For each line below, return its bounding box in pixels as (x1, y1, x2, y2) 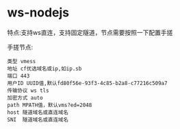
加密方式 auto (7, 94, 43, 101)
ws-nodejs (7, 5, 70, 21)
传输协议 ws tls (7, 87, 49, 94)
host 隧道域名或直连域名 (7, 108, 68, 116)
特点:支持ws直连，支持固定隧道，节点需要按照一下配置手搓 (7, 28, 173, 36)
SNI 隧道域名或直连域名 (7, 116, 68, 123)
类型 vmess (7, 58, 36, 64)
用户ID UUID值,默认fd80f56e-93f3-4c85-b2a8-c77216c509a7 (7, 80, 168, 86)
